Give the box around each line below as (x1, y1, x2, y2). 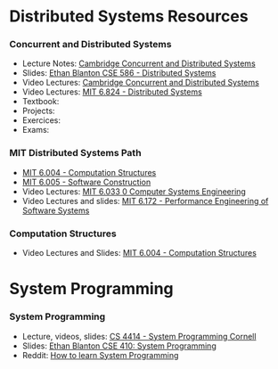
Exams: (21, 125, 50, 135)
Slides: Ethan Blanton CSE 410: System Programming (21, 340, 217, 351)
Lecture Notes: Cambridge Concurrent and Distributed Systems (21, 58, 256, 69)
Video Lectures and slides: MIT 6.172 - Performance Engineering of (21, 195, 269, 206)
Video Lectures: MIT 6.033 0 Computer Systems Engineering (21, 185, 247, 197)
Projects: (21, 105, 55, 117)
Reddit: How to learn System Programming (21, 349, 179, 360)
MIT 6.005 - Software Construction (21, 176, 151, 187)
